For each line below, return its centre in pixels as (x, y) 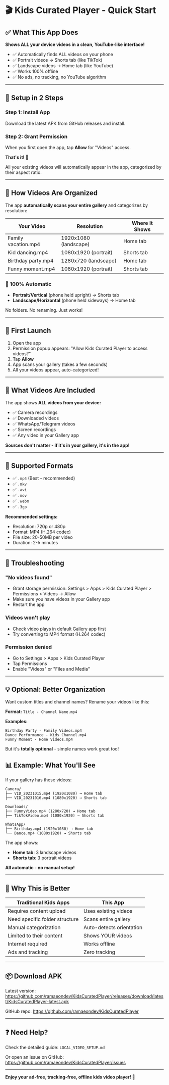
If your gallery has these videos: (38, 780)
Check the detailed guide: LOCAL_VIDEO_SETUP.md (55, 1047)
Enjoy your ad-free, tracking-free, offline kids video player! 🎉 (70, 1077)
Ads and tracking (28, 952)
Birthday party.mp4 (31, 260)
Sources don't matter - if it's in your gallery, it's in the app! (67, 445)
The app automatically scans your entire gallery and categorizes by (77, 205)
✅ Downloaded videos (36, 418)
